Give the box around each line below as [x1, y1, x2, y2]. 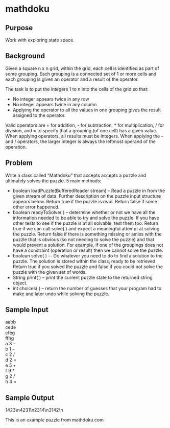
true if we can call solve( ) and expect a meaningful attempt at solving [12, 225, 160, 231]
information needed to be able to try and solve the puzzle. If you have [12, 215, 159, 221]
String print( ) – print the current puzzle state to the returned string [12, 274, 153, 280]
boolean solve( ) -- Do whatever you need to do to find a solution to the [12, 252, 163, 258]
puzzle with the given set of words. [12, 269, 87, 275]
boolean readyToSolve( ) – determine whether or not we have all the [12, 209, 156, 215]
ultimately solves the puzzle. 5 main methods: [5, 177, 102, 184]
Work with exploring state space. [5, 37, 75, 43]
